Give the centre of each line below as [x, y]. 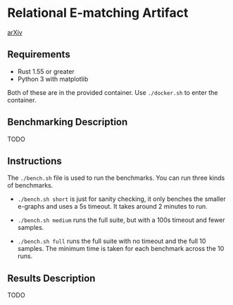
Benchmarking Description [68, 122]
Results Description [51, 278]
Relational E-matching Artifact [98, 13]
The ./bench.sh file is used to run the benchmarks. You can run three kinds [116, 178]
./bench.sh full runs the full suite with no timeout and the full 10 [112, 241]
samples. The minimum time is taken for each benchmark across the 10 [121, 249]
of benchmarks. [30, 186]
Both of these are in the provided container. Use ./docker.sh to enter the [113, 92]
